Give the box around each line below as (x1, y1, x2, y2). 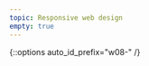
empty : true (9, 22, 54, 31)
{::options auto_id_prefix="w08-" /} (9, 46, 141, 57)
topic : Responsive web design (9, 13, 124, 23)
